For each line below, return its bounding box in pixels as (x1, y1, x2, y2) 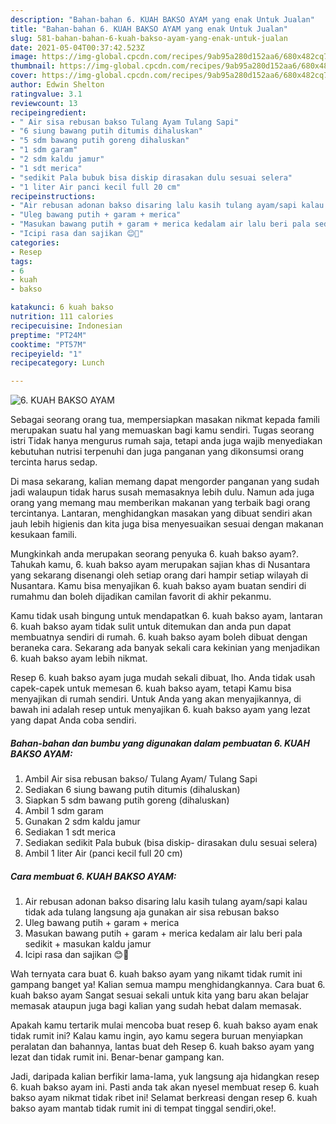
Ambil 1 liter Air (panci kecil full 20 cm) (24, 847, 183, 860)
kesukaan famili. (10, 529, 78, 541)
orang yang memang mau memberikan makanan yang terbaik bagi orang (10, 497, 311, 509)
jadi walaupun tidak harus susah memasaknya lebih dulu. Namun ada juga (10, 486, 315, 498)
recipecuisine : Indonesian (10, 321, 123, 331)
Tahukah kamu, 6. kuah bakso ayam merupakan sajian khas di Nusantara (10, 559, 311, 571)
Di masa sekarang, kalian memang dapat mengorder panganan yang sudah (10, 476, 320, 488)
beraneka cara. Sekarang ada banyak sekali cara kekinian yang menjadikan (10, 642, 321, 654)
